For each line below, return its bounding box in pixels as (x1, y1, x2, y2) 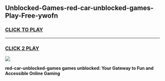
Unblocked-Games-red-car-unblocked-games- (5, 4, 154, 12)
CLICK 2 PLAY (5, 45, 39, 52)
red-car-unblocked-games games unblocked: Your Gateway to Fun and (5, 65, 154, 71)
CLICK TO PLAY (5, 27, 43, 33)
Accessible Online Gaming (5, 70, 60, 76)
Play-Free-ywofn (5, 12, 58, 20)
